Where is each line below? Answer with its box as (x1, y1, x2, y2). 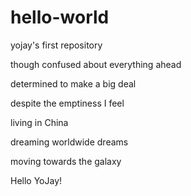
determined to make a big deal (10, 77, 137, 90)
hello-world (10, 6, 110, 29)
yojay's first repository (10, 39, 103, 51)
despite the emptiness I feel (10, 97, 125, 109)
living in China (10, 116, 69, 128)
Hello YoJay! (10, 174, 63, 186)
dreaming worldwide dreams (10, 136, 129, 148)
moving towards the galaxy (10, 155, 122, 167)
